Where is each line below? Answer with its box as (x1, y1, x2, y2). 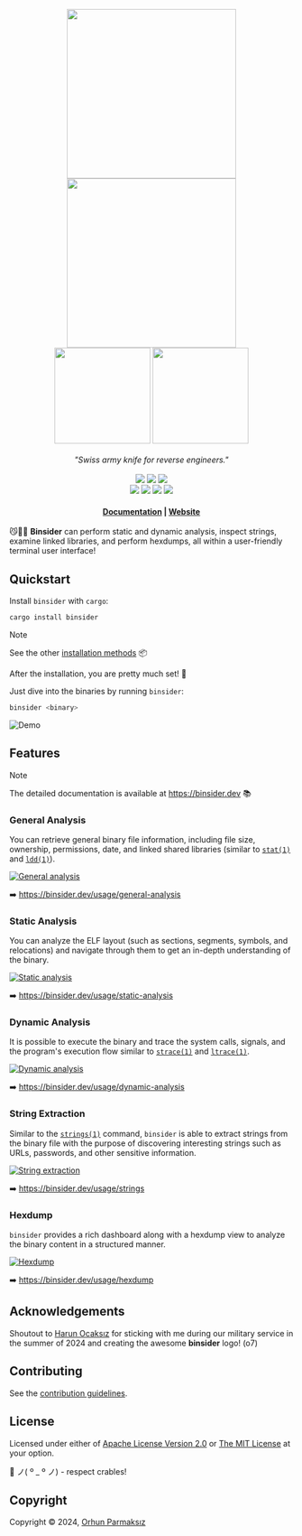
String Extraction (9, 1107, 86, 1120)
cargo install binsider (9, 613, 99, 622)
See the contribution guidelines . (9, 1387, 128, 1399)
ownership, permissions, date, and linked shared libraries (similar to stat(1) (9, 843, 291, 854)
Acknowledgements (9, 1304, 125, 1319)
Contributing (9, 1364, 83, 1379)
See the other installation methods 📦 (9, 647, 148, 658)
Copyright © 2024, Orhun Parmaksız (9, 1517, 146, 1528)
